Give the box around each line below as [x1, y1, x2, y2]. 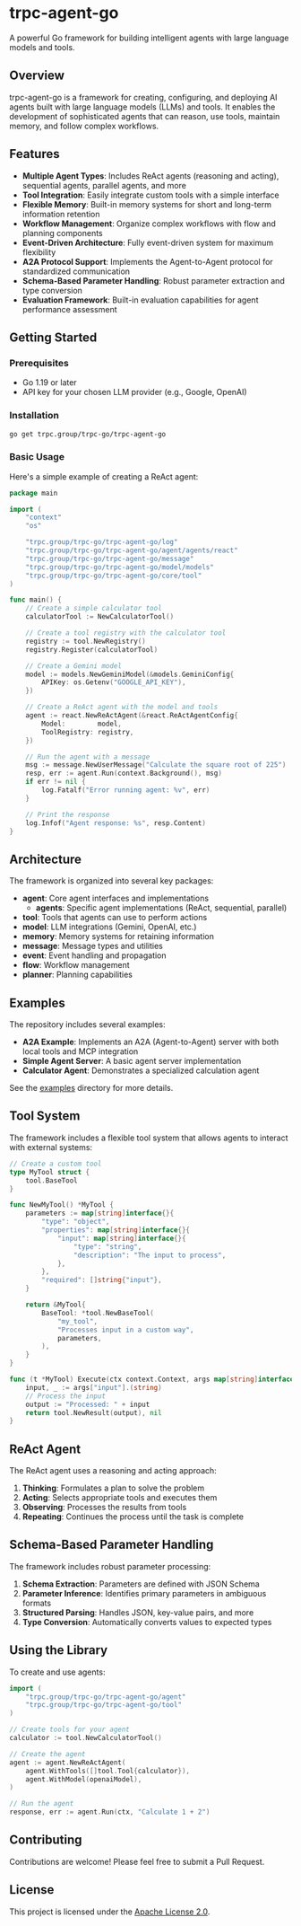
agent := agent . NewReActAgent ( [9, 1758, 126, 1767]
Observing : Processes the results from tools [21, 1502, 187, 1513]
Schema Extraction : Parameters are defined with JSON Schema [21, 1579, 260, 1589]
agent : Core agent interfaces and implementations [21, 893, 209, 904]
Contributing [9, 1833, 82, 1848]
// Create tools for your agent [9, 1725, 130, 1735]
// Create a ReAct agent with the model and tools [25, 703, 219, 712]
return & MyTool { [25, 1300, 87, 1309]
